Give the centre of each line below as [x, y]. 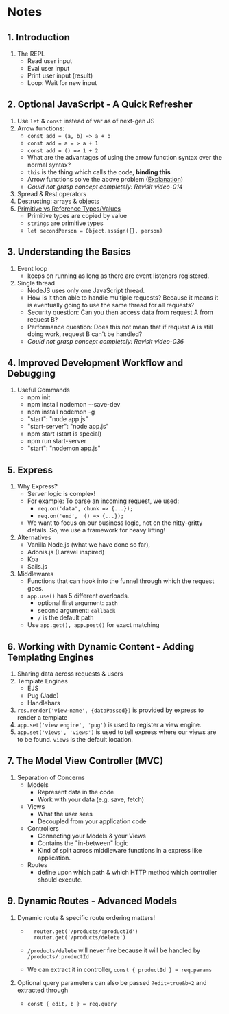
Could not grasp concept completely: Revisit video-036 [106, 341]
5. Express [30, 470]
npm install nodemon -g [61, 412]
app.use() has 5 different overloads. [78, 596]
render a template [42, 718]
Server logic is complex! [61, 494]
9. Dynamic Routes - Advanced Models [92, 901]
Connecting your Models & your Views [92, 836]
